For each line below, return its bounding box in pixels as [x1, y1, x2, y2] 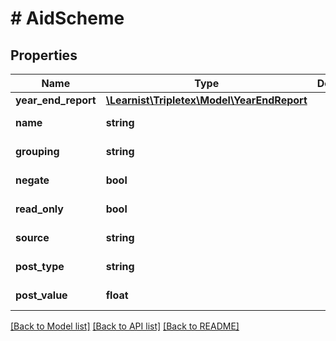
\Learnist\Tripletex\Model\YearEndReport [105, 93, 308, 107]
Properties [10, 47, 78, 64]
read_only [15, 202, 64, 216]
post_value [15, 288, 68, 302]
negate [15, 173, 50, 187]
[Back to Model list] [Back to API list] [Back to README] [10, 320, 240, 332]
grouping [15, 145, 60, 158]
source [15, 231, 50, 244]
